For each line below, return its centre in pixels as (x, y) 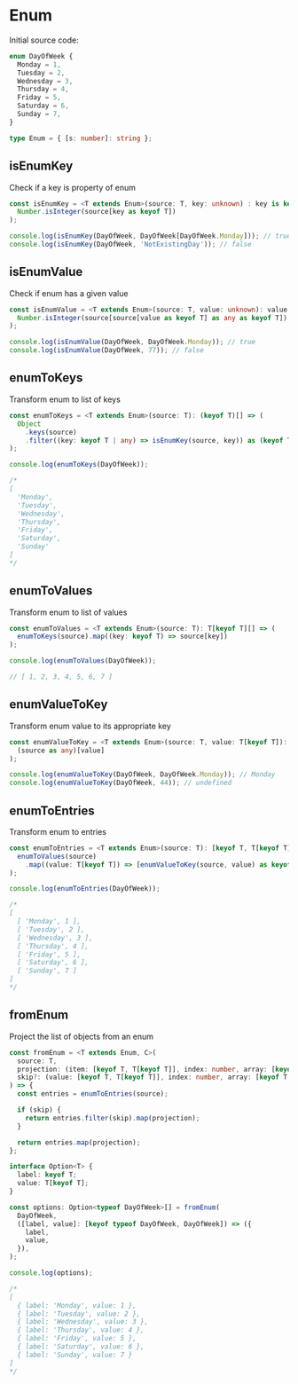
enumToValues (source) (57, 856)
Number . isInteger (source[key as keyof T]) (97, 212)
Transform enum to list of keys (65, 399)
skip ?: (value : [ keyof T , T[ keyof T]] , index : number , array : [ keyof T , (154, 1077)
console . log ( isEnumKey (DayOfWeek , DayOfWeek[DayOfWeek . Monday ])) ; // (141, 236)
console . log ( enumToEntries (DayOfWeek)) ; (85, 889)
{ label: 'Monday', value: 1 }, (77, 1305)
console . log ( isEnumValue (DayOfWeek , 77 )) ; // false (106, 350)
